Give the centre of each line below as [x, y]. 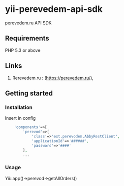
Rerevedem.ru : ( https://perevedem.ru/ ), [53, 78]
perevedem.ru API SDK [28, 23]
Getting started [29, 93]
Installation [19, 107]
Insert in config [20, 118]
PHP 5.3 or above [23, 50]
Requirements [27, 38]
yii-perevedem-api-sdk [54, 9]
